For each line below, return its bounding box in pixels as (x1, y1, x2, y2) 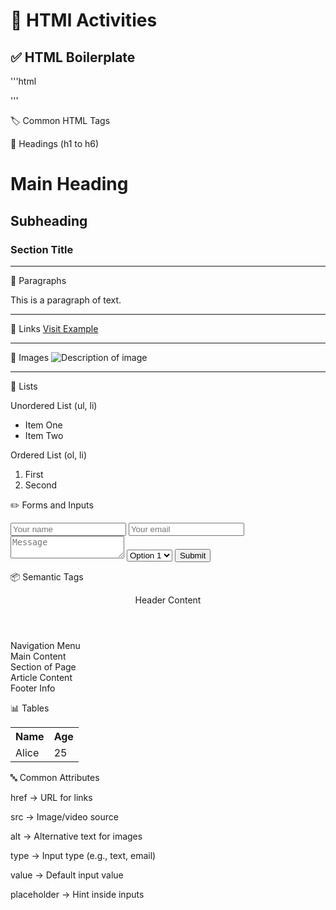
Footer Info (10, 682, 56, 694)
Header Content (134, 594, 202, 606)
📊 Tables (10, 702, 50, 714)
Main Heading (10, 173, 129, 196)
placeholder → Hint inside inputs (10, 888, 145, 900)
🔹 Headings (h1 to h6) (10, 138, 100, 149)
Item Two (24, 429, 64, 441)
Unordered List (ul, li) (10, 399, 98, 411)
